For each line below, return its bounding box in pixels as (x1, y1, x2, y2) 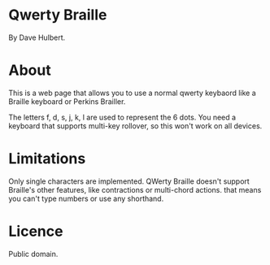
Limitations (8, 150, 86, 168)
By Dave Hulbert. (8, 33, 66, 42)
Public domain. (8, 249, 59, 258)
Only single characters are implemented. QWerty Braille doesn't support (8, 176, 250, 186)
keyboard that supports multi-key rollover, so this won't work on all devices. (8, 120, 263, 131)
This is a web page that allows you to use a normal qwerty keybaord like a (8, 88, 256, 98)
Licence (8, 222, 63, 241)
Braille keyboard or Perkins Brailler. (8, 96, 126, 106)
